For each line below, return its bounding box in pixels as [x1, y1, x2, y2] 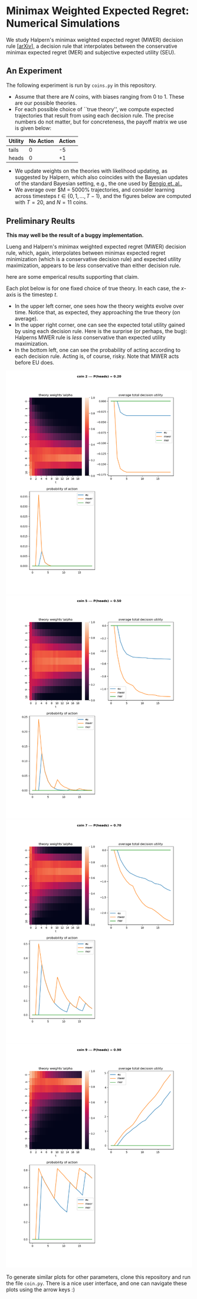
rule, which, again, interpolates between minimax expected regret [6, 249, 166, 256]
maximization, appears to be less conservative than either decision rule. [6, 262, 181, 269]
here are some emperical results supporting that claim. [6, 274, 139, 281]
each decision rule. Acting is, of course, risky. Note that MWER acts [14, 353, 179, 360]
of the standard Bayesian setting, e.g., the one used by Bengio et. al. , [14, 180, 183, 187]
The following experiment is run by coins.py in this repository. [6, 82, 156, 89]
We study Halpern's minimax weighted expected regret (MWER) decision [6, 36, 183, 43]
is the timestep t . [17, 291, 58, 298]
